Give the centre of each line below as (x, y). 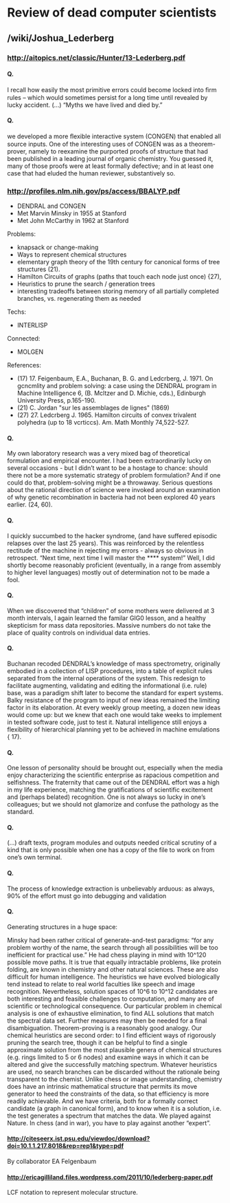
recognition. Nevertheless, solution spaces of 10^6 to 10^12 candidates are (112, 991)
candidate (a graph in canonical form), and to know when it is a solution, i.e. (114, 1108)
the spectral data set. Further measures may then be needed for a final (107, 1021)
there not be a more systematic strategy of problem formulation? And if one (114, 476)
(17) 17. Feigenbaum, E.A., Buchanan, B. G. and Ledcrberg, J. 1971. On (115, 379)
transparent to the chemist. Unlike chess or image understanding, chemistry (115, 1079)
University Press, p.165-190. (56, 401)
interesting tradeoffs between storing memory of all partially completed (118, 291)
